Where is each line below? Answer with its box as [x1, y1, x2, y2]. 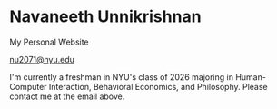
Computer [9, 81, 47, 92]
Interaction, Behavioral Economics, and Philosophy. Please [48, 81, 268, 92]
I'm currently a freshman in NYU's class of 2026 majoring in [9, 71, 234, 83]
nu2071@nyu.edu [9, 54, 75, 64]
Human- [235, 71, 266, 83]
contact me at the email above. [9, 91, 125, 102]
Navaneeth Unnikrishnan [9, 6, 202, 27]
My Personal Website [9, 36, 89, 47]
